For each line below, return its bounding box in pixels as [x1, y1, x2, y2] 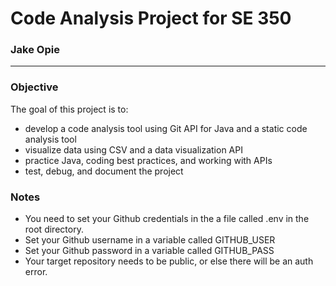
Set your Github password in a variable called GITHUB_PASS [24, 245, 275, 257]
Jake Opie [10, 43, 60, 57]
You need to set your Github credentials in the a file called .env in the [24, 213, 310, 225]
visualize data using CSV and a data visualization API [24, 143, 243, 156]
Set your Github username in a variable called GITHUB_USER [24, 234, 276, 246]
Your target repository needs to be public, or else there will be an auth [24, 255, 314, 267]
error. [24, 266, 48, 278]
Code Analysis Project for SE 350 [10, 7, 292, 30]
